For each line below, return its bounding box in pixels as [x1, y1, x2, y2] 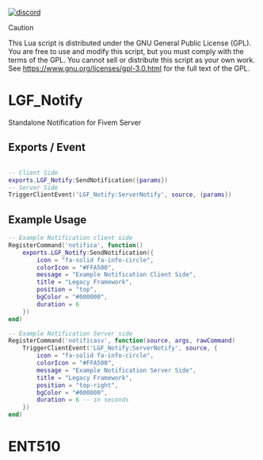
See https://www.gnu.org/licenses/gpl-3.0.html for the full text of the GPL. [8, 64, 250, 73]
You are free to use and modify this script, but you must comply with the [8, 47, 244, 56]
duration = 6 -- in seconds [36, 396, 129, 404]
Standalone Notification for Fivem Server [8, 118, 142, 127]
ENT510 [8, 438, 61, 456]
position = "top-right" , [36, 381, 119, 389]
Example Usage [8, 213, 87, 226]
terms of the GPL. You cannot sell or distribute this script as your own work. [8, 56, 256, 64]
